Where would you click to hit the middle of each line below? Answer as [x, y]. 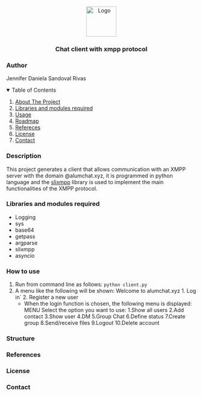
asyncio [25, 255]
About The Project [38, 102]
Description [24, 156]
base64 [24, 230]
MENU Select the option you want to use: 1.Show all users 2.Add [104, 310]
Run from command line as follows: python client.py [81, 284]
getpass [25, 236]
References [24, 354]
